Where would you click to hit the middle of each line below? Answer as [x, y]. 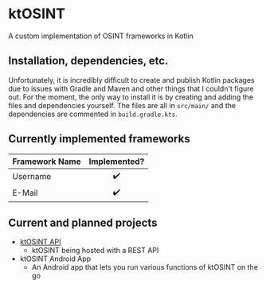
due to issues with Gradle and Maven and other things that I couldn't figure [131, 88]
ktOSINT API [40, 242]
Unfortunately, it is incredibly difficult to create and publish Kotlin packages [131, 80]
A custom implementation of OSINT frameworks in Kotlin [101, 36]
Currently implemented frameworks [99, 139]
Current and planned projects [83, 222]
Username [32, 177]
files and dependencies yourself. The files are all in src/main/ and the [122, 105]
